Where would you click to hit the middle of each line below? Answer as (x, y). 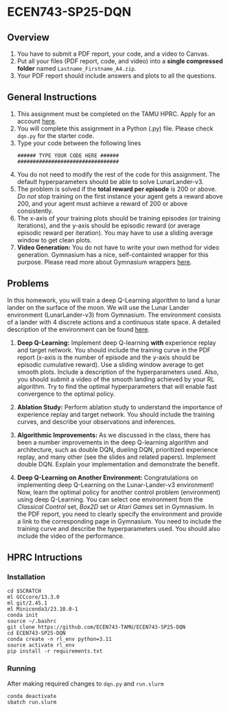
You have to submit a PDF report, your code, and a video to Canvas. (113, 54)
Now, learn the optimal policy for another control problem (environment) (119, 492)
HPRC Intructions (45, 557)
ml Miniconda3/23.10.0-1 (43, 609)
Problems (28, 283)
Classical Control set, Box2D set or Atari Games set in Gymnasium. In (115, 506)
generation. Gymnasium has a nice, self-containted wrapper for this (113, 254)
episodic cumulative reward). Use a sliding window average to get (110, 364)
